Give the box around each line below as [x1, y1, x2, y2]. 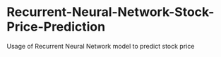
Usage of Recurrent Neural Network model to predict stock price [6, 42, 195, 50]
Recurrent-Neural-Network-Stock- [6, 4, 215, 20]
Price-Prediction [6, 19, 106, 35]
